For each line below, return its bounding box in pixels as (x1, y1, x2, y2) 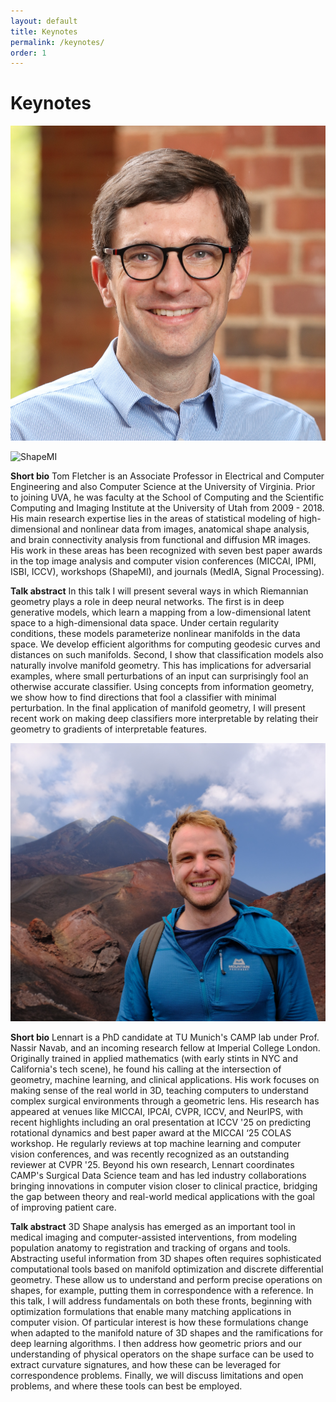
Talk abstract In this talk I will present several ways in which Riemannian (10, 585, 309, 597)
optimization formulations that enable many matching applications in (10, 1306, 292, 1318)
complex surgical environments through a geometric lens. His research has (10, 1095, 320, 1107)
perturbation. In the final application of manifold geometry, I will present (10, 702, 306, 714)
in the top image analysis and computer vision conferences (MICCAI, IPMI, (10, 555, 317, 567)
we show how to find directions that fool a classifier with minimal (10, 691, 277, 704)
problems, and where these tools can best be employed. (10, 1380, 243, 1392)
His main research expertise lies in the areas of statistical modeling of (10, 513, 297, 525)
